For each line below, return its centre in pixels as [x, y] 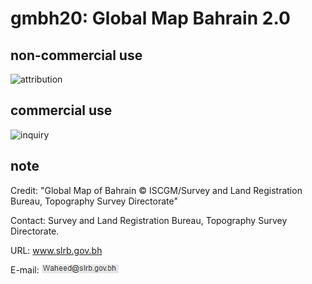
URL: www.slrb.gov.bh [56, 250]
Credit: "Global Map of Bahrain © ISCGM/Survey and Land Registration [156, 190]
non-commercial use [76, 55]
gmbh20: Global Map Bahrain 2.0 [150, 18]
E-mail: [25, 269]
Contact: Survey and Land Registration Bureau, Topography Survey [149, 220]
